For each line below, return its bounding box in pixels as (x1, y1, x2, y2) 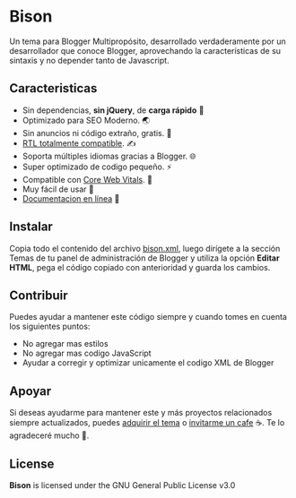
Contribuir (9, 288, 69, 303)
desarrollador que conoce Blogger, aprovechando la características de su (9, 45, 281, 56)
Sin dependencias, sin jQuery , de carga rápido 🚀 (22, 105, 205, 116)
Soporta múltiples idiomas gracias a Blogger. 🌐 (22, 150, 196, 161)
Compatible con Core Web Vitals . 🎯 (22, 174, 152, 185)
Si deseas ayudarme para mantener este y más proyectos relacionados (9, 408, 273, 418)
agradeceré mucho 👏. (9, 430, 90, 441)
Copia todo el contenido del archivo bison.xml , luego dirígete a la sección (9, 243, 281, 253)
